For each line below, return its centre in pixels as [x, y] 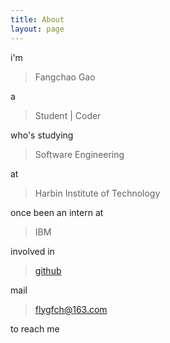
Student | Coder [68, 115]
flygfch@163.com [71, 309]
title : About [37, 19]
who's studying [42, 135]
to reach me [35, 328]
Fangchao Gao [65, 77]
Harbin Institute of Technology [97, 193]
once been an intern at [57, 212]
